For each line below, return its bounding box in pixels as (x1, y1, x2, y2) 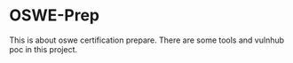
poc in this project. (9, 43, 78, 54)
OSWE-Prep (9, 5, 100, 26)
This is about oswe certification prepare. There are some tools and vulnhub (9, 35, 285, 45)
